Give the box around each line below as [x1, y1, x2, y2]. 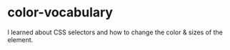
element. [7, 35, 34, 44]
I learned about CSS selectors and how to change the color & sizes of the [7, 28, 223, 36]
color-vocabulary [7, 4, 113, 21]
